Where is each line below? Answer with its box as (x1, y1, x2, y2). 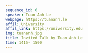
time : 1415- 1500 (5, 40, 42, 45)
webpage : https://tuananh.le (5, 17, 67, 22)
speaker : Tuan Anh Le (5, 12, 51, 17)
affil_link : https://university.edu (5, 26, 83, 31)
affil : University (5, 21, 44, 27)
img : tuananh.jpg (5, 31, 42, 36)
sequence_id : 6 (5, 7, 38, 13)
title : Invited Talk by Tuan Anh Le (5, 36, 83, 41)
